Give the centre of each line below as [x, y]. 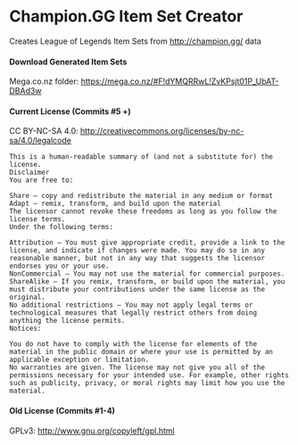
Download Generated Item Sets [68, 62]
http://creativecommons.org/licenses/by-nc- [162, 131]
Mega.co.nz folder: [44, 81]
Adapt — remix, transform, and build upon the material [115, 204]
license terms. [37, 219]
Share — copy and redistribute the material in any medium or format [141, 196]
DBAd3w [25, 91]
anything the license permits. [67, 321]
